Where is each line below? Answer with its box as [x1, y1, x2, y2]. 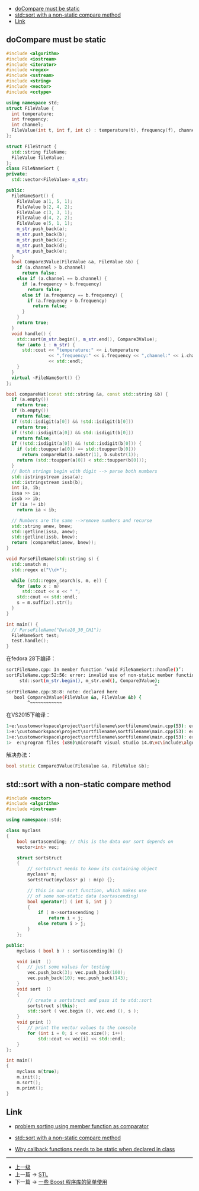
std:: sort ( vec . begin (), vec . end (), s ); [27, 1008, 139, 1014]
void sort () [17, 986, 52, 992]
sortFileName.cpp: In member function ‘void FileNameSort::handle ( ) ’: [6, 667, 184, 673]
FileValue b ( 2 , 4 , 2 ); [17, 204, 73, 210]
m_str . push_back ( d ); [17, 243, 68, 249]
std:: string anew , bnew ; [11, 523, 73, 529]
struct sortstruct [17, 855, 62, 861]
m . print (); [17, 1085, 44, 1091]
